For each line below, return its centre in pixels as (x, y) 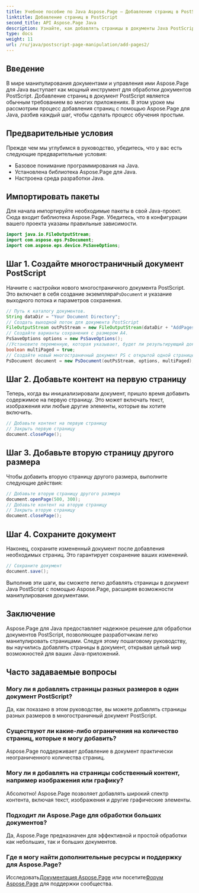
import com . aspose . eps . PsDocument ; (50, 240)
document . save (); (28, 571)
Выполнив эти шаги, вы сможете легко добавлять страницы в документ (98, 582)
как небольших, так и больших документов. (62, 842)
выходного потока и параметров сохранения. (64, 300)
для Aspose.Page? (34, 864)
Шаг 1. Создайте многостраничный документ (95, 264)
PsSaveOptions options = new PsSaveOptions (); (65, 339)
